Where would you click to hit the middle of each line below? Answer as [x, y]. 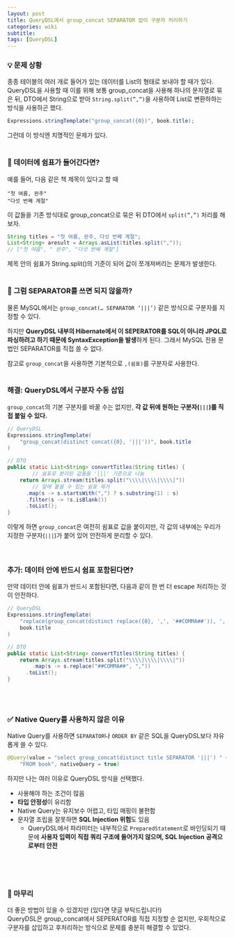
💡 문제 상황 [25, 66]
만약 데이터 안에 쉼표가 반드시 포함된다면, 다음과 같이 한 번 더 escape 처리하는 [113, 587]
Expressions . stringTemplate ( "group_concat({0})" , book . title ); [101, 121]
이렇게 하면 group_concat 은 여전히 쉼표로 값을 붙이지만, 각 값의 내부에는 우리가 [114, 527]
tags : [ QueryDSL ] [32, 40]
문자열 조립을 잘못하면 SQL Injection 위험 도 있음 [83, 820]
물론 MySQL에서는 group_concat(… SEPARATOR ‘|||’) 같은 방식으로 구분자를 [112, 307]
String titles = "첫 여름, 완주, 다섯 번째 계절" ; [74, 237]
